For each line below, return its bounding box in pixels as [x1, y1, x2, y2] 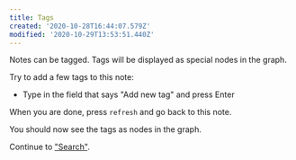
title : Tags [9, 13, 54, 22]
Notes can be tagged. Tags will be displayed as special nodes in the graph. [9, 55, 288, 66]
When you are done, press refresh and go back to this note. [9, 107, 232, 118]
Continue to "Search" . [9, 141, 90, 153]
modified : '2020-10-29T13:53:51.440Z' [9, 30, 155, 39]
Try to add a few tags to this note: [9, 72, 135, 83]
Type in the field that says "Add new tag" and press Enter [22, 89, 236, 100]
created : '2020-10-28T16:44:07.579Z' [9, 22, 151, 31]
